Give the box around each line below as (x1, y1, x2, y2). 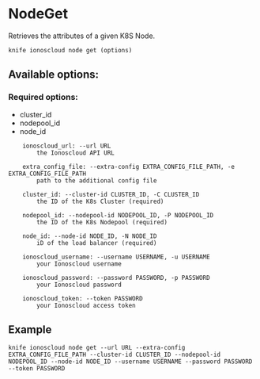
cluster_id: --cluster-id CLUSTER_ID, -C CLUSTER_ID (22, 190, 200, 198)
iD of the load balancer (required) (36, 239, 157, 247)
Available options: (8, 68, 100, 82)
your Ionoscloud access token (36, 301, 136, 309)
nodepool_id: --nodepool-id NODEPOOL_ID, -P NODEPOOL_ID (22, 211, 214, 219)
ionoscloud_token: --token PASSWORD (22, 294, 144, 302)
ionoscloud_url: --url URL (22, 142, 111, 150)
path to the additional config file (36, 176, 157, 185)
